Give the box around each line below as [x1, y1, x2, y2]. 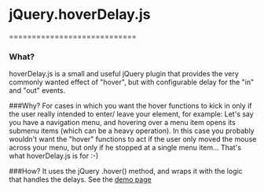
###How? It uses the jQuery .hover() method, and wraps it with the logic [9, 167, 243, 176]
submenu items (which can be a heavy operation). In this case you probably [9, 126, 255, 135]
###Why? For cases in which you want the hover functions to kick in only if [9, 101, 252, 111]
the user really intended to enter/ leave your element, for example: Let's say [9, 109, 254, 119]
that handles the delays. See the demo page [9, 175, 152, 184]
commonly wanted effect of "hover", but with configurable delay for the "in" [9, 77, 255, 87]
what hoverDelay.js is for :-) [9, 151, 99, 161]
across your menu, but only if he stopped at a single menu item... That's [9, 143, 242, 153]
